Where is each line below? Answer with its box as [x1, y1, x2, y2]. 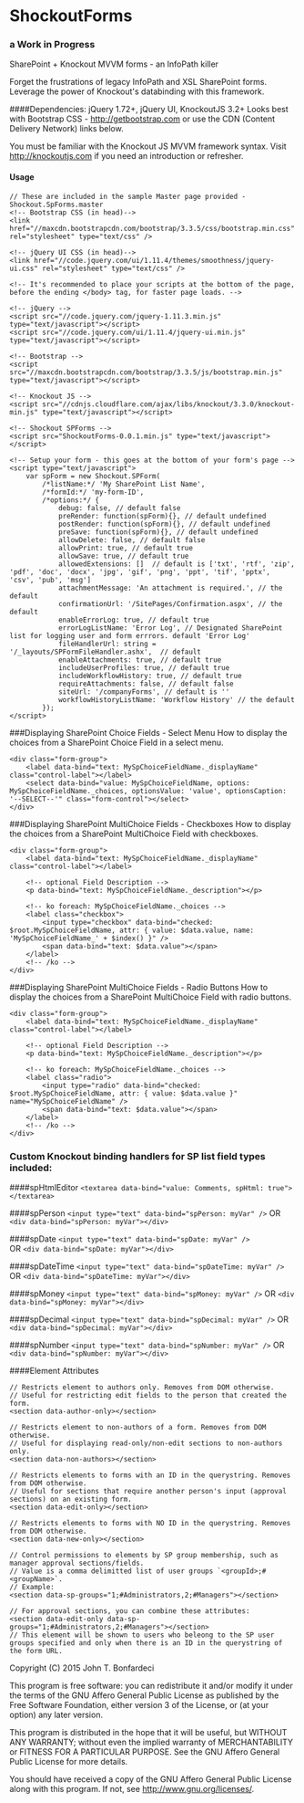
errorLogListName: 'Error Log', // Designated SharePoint [57, 623, 283, 633]
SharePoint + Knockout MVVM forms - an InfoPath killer [9, 58, 219, 69]
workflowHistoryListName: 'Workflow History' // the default [57, 695, 296, 704]
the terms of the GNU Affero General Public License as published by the [9, 1690, 279, 1701]
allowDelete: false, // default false [57, 535, 206, 544]
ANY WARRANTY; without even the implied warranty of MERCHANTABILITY [9, 1736, 294, 1747]
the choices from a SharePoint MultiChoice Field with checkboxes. [9, 828, 258, 839]
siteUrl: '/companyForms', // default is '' [57, 687, 230, 697]
